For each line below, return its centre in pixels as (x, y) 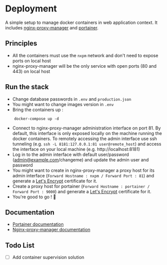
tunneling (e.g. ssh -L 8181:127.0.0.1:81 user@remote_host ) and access (87, 144)
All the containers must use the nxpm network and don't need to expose (85, 55)
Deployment (31, 9)
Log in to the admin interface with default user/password (71, 154)
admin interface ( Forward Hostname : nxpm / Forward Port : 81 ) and (83, 175)
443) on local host (31, 71)
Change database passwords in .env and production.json (72, 99)
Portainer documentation (38, 224)
